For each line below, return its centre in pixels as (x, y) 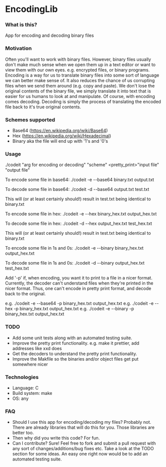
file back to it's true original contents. (43, 107)
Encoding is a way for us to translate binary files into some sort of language (82, 75)
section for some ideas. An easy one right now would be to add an (80, 454)
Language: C (25, 388)
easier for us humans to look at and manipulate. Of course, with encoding (80, 96)
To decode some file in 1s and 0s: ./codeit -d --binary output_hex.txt (75, 263)
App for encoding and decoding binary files (50, 35)
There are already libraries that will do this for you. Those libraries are (83, 427)
